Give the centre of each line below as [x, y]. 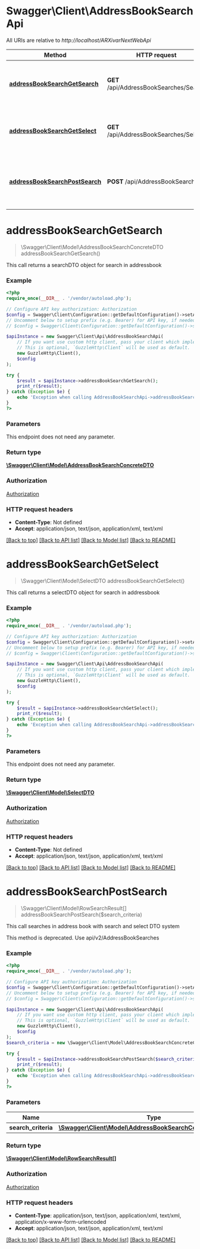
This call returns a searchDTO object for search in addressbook [84, 265]
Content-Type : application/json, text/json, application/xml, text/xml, [98, 1215]
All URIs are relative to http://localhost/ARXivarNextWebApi [79, 40]
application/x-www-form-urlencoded [60, 1222]
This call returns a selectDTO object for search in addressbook [83, 592]
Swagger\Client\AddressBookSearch [100, 11]
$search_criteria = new [36, 1043]
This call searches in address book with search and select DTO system [93, 926]
